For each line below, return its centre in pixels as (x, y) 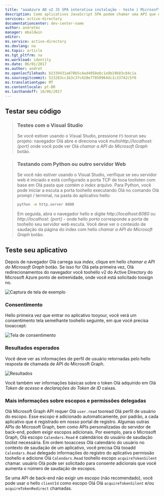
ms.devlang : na (20, 46)
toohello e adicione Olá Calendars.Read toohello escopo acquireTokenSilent (81, 458)
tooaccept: (16, 326)
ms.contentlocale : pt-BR (30, 87)
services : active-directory (34, 19)
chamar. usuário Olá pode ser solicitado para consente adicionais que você (81, 463)
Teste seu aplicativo (36, 250)
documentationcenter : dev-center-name (44, 23)
